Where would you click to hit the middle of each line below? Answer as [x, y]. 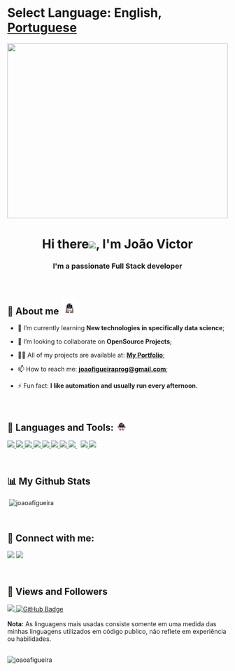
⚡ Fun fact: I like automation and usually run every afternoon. [107, 386]
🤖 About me [33, 311]
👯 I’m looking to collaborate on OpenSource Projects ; [95, 341]
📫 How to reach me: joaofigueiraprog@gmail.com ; [93, 369]
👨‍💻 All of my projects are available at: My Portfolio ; [91, 355]
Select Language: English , [85, 13]
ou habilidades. [29, 639]
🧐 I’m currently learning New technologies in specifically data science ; [121, 328]
